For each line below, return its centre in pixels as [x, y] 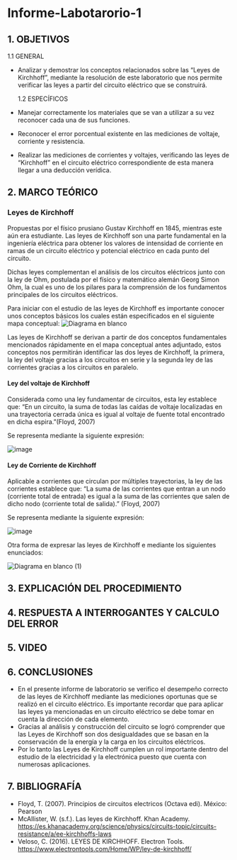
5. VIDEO [27, 648]
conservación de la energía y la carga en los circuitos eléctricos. [111, 742]
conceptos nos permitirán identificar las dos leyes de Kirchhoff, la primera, [116, 352]
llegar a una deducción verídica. [64, 170]
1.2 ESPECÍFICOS [43, 99]
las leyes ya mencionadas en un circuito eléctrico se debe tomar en [116, 712]
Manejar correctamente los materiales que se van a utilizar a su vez [116, 112]
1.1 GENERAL [26, 56]
